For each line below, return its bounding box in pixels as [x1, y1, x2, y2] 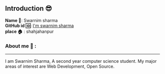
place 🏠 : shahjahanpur [5, 28, 54, 34]
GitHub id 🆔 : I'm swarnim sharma [5, 23, 74, 28]
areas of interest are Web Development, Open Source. [5, 64, 114, 70]
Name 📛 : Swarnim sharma [5, 17, 58, 23]
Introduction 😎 [5, 4, 53, 13]
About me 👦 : [5, 42, 37, 49]
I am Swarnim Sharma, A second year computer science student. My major [5, 58, 157, 64]
